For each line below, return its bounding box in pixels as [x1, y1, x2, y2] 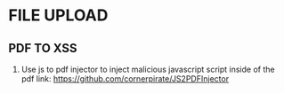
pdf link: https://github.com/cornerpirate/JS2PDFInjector [20, 74, 229, 84]
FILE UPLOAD [8, 5, 109, 26]
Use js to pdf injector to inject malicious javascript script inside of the [20, 64, 275, 74]
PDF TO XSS [8, 41, 77, 56]
